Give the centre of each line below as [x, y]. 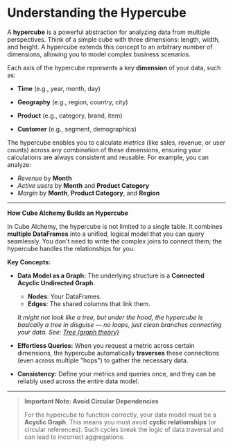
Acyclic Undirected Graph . [56, 282]
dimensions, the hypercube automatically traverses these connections [118, 353]
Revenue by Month [44, 178]
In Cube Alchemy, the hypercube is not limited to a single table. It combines [115, 226]
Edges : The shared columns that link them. [89, 303]
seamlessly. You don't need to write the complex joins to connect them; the [115, 241]
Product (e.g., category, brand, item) [70, 115]
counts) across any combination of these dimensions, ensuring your [104, 150]
